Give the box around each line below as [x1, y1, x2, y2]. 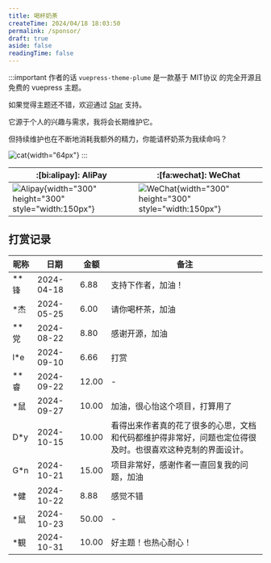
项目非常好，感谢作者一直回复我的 [110, 459, 240, 470]
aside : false [8, 42, 52, 50]
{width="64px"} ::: [27, 150, 88, 160]
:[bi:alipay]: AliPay [35, 170, 107, 180]
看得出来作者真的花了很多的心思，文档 [110, 419, 256, 431]
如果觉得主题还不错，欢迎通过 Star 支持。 [8, 100, 147, 109]
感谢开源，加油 [110, 328, 168, 339]
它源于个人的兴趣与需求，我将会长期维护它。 [8, 117, 157, 126]
